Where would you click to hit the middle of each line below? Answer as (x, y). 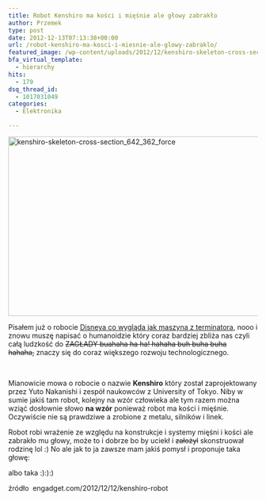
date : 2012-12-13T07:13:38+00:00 (63, 38)
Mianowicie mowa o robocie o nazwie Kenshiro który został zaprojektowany (133, 383)
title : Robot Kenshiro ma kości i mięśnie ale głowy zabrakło (113, 15)
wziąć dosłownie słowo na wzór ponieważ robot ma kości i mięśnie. (119, 408)
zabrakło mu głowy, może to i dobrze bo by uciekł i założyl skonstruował (126, 440)
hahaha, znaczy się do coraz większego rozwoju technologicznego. (119, 352)
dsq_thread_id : (33, 89)
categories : (28, 104)
